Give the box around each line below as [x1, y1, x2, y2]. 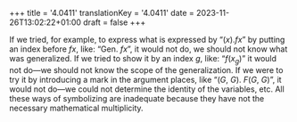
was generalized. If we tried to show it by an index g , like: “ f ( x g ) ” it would [9, 53, 277, 66]
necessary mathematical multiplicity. [9, 102, 144, 113]
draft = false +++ [83, 17, 146, 28]
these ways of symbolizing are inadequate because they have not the [9, 93, 265, 103]
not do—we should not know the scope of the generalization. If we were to [9, 64, 284, 75]
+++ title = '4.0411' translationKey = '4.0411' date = [9, 8, 194, 18]
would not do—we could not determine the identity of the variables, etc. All [9, 84, 285, 94]
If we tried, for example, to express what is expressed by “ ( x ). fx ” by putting [9, 35, 285, 45]
